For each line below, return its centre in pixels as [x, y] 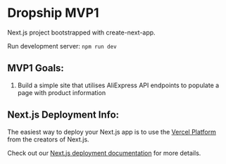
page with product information [62, 92]
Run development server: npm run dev [62, 46]
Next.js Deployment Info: [63, 115]
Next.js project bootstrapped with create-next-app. [82, 32]
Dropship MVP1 [53, 13]
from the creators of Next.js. [48, 139]
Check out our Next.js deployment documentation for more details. [104, 153]
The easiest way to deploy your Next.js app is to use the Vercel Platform [112, 132]
